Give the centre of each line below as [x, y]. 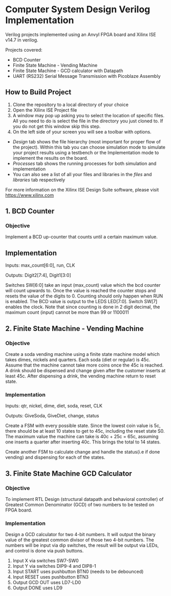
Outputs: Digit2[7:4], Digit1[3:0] [38, 275]
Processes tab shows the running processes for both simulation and [84, 163]
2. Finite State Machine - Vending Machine [74, 328]
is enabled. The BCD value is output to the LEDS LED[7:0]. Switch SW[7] [81, 302]
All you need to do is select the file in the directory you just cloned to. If [88, 121]
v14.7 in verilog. [22, 40]
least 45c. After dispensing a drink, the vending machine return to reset [81, 376]
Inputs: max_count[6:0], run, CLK [40, 265]
